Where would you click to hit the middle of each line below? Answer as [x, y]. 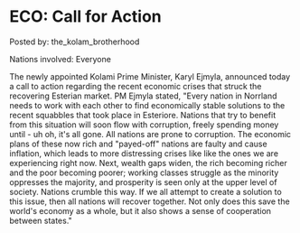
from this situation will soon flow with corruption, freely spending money [144, 125]
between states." [41, 220]
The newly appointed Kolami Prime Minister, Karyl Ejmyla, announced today [150, 76]
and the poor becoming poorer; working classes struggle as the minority [144, 172]
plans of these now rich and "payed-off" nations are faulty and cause [139, 144]
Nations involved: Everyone [60, 59]
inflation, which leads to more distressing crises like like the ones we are [144, 153]
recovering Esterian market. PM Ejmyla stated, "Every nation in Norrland [143, 96]
